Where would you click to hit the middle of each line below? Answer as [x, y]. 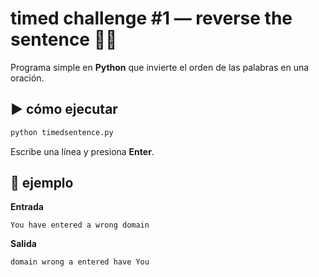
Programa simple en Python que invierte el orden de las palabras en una [160, 67]
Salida [23, 244]
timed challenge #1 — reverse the [151, 18]
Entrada [27, 207]
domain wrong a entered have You [80, 262]
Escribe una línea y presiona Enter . [82, 151]
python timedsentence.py [62, 132]
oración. [27, 78]
